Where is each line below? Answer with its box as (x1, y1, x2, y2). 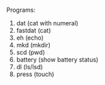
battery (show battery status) (16, 56, 99, 64)
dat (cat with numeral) (16, 19, 79, 27)
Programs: (6, 6, 35, 14)
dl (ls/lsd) (16, 63, 44, 71)
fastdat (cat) (16, 27, 52, 34)
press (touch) (16, 70, 55, 78)
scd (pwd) (16, 48, 46, 56)
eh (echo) (16, 34, 44, 42)
